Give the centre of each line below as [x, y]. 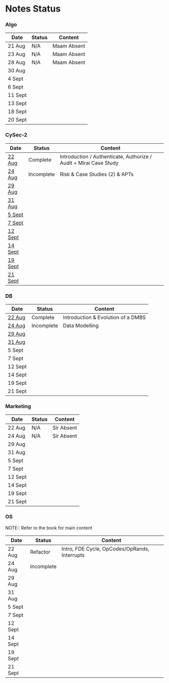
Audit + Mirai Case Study [89, 163]
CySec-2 [16, 135]
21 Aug [17, 46]
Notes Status [33, 9]
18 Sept [17, 111]
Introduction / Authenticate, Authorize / [106, 156]
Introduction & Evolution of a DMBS [104, 317]
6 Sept [16, 87]
